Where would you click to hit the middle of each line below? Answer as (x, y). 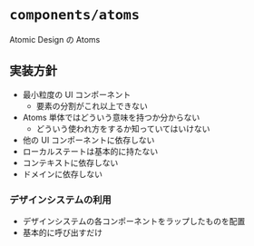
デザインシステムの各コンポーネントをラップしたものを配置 (134, 221)
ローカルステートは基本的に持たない (90, 151)
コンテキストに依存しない (70, 162)
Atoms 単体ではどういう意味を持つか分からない (111, 117)
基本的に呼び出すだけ (62, 232)
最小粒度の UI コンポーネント (77, 94)
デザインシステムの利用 (60, 200)
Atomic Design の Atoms (55, 39)
